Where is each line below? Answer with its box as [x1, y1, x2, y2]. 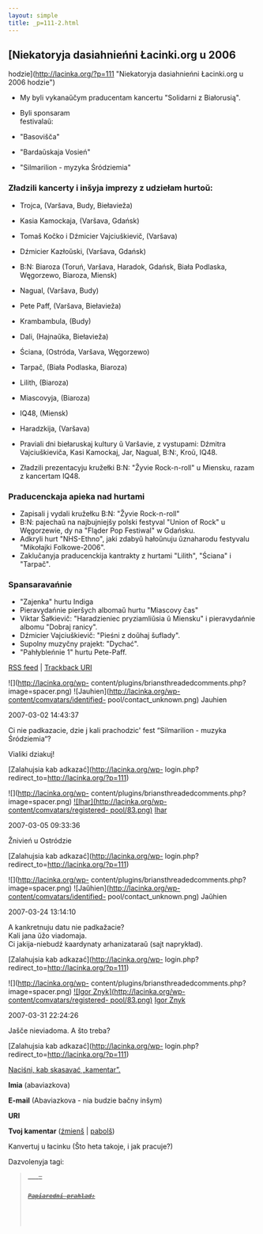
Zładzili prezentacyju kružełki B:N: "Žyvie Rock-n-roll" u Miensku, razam [19, 462, 255, 472]
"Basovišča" [19, 132, 61, 142]
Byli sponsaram [19, 108, 70, 118]
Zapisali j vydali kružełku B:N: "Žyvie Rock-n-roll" [19, 508, 180, 518]
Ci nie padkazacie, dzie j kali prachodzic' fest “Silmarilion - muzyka [8, 726, 227, 735]
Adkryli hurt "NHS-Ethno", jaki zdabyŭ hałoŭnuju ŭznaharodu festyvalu [19, 533, 250, 543]
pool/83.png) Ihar [110, 805, 167, 815]
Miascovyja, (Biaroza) [19, 393, 91, 402]
